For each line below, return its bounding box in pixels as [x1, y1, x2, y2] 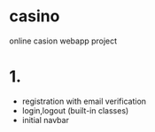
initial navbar [21, 114, 69, 125]
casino [9, 6, 60, 27]
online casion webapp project [9, 35, 118, 46]
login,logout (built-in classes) [21, 105, 129, 116]
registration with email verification [21, 96, 147, 106]
